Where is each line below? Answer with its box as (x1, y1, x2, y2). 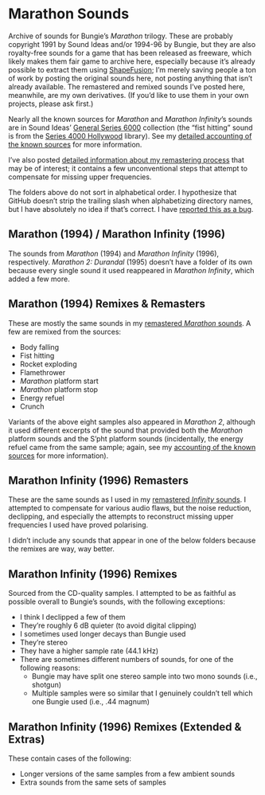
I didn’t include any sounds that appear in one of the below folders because (8, 535, 256, 546)
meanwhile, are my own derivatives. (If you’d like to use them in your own (8, 90, 249, 100)
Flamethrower (19, 367, 66, 377)
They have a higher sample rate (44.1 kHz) (19, 646, 159, 656)
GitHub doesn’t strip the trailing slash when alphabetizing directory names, (8, 196, 253, 206)
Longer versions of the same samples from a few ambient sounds (19, 770, 236, 778)
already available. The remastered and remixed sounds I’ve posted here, (8, 81, 245, 92)
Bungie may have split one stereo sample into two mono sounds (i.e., (31, 672, 258, 681)
